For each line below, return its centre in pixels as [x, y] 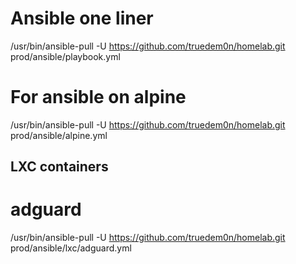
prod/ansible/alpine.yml [59, 135]
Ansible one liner [82, 18]
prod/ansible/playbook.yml [65, 56]
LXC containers [59, 167]
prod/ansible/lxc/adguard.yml [71, 248]
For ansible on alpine [98, 97]
